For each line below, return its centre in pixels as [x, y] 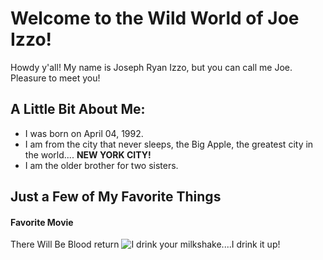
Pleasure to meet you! [55, 78]
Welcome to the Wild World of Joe [155, 18]
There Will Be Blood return [65, 244]
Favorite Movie [42, 222]
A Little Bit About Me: [78, 109]
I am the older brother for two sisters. [101, 165]
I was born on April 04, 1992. [84, 133]
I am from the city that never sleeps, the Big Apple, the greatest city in [169, 144]
